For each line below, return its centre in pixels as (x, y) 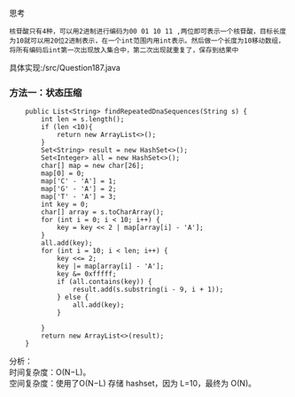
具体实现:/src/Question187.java (65, 68)
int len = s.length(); (83, 119)
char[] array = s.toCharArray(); (103, 212)
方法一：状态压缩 (46, 93)
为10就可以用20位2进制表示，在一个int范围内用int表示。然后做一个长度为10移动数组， (147, 41)
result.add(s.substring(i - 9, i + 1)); (148, 290)
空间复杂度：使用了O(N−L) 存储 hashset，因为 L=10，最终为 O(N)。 (133, 384)
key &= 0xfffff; (86, 274)
